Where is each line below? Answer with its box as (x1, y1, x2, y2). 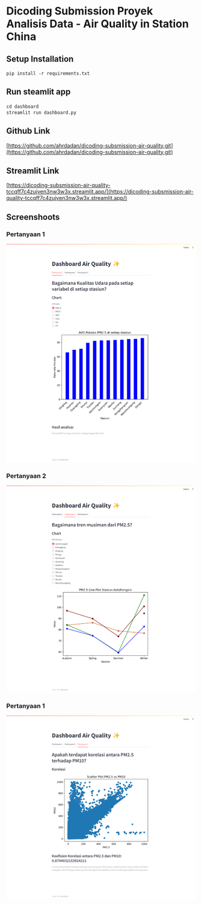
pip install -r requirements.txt (6, 70, 90, 76)
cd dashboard (6, 104, 39, 110)
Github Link (6, 126, 50, 136)
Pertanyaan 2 (6, 472, 46, 480)
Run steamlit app (6, 87, 71, 97)
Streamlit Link (6, 166, 60, 176)
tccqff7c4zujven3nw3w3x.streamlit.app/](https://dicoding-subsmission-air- (6, 188, 194, 195)
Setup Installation (6, 54, 74, 64)
